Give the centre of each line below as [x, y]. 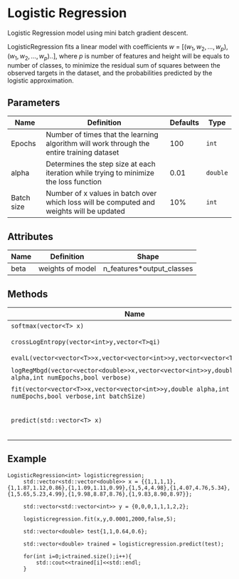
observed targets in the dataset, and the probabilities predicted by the [110, 73]
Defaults [184, 122]
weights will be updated [86, 212]
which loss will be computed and [100, 202]
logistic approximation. [41, 80]
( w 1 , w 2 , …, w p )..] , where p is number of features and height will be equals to [118, 57]
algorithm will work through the [98, 144]
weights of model [67, 268]
